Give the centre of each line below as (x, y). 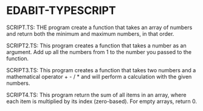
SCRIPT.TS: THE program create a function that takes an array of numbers (99, 27)
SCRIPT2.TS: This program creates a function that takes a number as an (96, 45)
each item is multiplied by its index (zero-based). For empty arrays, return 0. (102, 101)
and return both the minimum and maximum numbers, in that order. (90, 33)
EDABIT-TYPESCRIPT (61, 11)
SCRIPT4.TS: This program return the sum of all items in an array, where (96, 95)
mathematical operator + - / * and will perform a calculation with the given (99, 76)
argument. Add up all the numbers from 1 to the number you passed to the (99, 52)
